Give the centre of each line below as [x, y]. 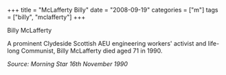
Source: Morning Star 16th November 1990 [68, 64]
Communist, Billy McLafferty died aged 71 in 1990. [92, 51]
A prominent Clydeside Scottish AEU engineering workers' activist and [107, 43]
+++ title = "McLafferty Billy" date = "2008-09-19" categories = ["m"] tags [113, 10]
